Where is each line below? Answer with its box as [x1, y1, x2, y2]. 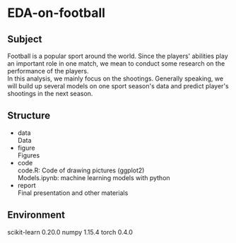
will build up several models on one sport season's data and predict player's [7, 82, 229, 90]
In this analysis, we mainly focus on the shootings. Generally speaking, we [7, 74, 224, 83]
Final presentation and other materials [17, 189, 129, 197]
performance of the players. [7, 67, 89, 75]
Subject [7, 33, 42, 45]
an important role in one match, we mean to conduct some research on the [7, 59, 225, 68]
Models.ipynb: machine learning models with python [17, 173, 171, 182]
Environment [7, 209, 66, 221]
